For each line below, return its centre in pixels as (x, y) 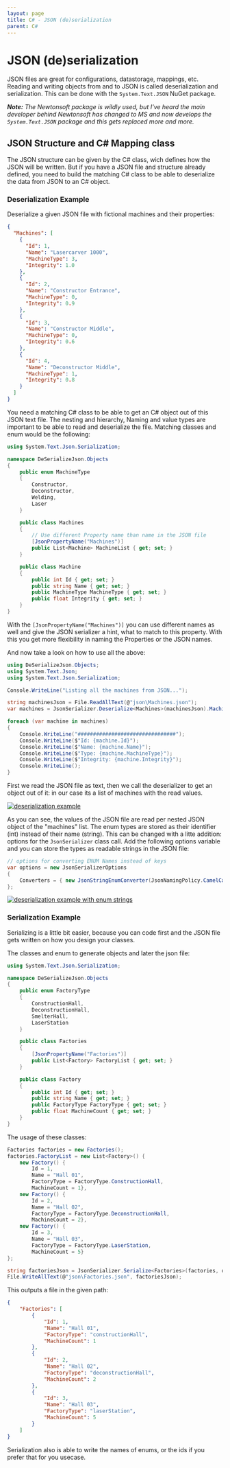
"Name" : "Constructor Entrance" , (73, 291)
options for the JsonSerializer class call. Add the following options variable (114, 841)
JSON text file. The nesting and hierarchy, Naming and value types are (106, 419)
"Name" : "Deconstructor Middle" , (73, 367)
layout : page (26, 13)
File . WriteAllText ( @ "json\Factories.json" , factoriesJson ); (95, 1277)
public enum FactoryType (55, 991)
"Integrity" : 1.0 (50, 265)
